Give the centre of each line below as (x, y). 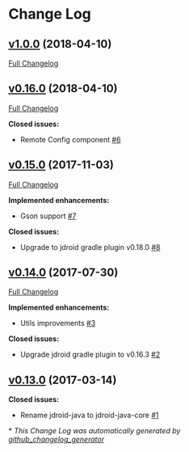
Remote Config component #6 (70, 139)
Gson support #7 (48, 216)
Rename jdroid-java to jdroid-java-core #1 (89, 415)
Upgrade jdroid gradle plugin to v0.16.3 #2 (90, 355)
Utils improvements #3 (58, 323)
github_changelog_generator (57, 439)
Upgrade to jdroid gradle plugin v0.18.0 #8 (90, 247)
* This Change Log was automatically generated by (94, 431)
